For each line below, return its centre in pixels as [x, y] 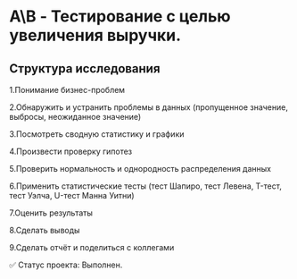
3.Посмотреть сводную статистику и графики [97, 134]
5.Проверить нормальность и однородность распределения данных [140, 169]
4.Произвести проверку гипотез [71, 151]
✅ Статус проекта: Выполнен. [66, 265]
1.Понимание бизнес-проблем [67, 90]
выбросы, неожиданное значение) [75, 117]
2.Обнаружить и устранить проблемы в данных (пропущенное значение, [148, 107]
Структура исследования [85, 68]
